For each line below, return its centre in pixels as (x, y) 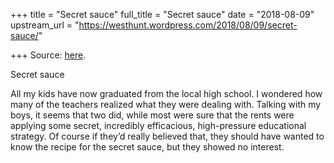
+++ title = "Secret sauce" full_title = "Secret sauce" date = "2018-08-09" (162, 14)
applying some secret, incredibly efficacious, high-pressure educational (158, 125)
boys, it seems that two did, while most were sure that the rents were (152, 115)
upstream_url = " (45, 25)
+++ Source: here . (48, 55)
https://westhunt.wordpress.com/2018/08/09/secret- (188, 25)
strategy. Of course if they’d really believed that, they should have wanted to (167, 136)
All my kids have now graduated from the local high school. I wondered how (166, 93)
